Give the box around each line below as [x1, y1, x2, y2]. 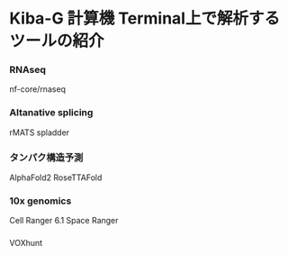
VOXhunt [9, 238, 43, 249]
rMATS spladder [9, 127, 70, 138]
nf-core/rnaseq [9, 84, 66, 95]
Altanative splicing [9, 106, 94, 119]
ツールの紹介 [9, 31, 105, 51]
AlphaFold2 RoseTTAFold [9, 172, 103, 183]
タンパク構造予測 [9, 150, 84, 163]
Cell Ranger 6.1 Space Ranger [9, 215, 119, 226]
